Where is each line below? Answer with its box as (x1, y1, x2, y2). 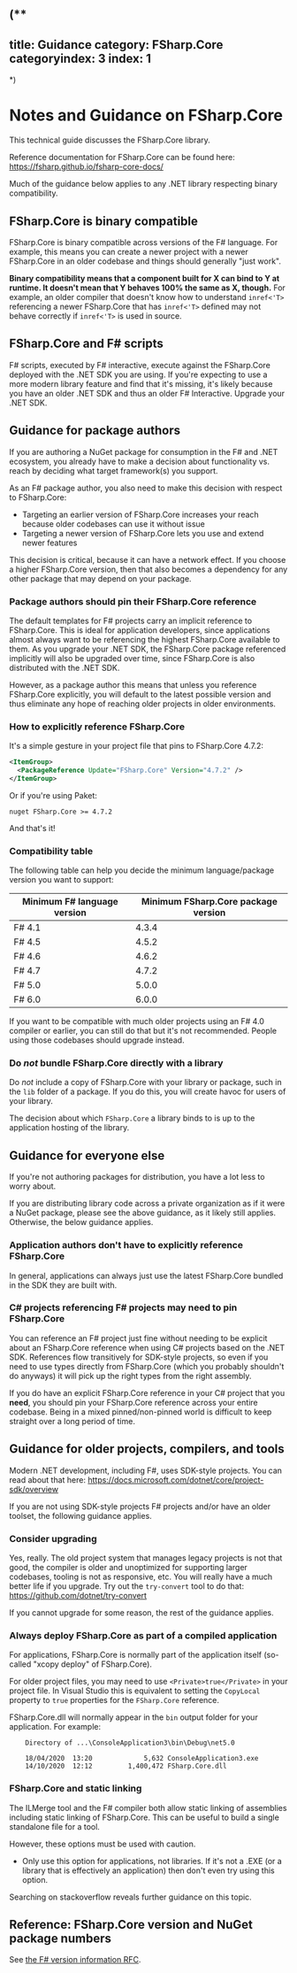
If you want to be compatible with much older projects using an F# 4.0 (9, 1016, 265, 1027)
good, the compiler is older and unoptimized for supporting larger (9, 1561, 247, 1572)
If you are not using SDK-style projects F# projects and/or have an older (9, 1500, 271, 1512)
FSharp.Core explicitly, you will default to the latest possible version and (9, 689, 271, 699)
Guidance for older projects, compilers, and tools (9, 1442, 285, 1457)
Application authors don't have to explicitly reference (9, 1239, 243, 1252)
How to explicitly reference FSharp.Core (9, 721, 186, 733)
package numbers (9, 1931, 112, 1946)
